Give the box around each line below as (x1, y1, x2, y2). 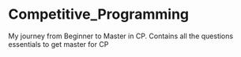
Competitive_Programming (8, 5, 190, 23)
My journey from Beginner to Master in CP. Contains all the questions (8, 31, 234, 41)
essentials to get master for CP (8, 39, 109, 48)
